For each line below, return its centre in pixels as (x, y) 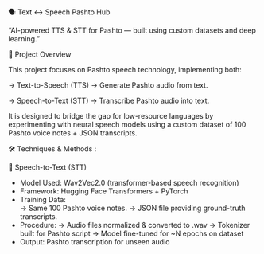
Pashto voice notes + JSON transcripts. (73, 133)
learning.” (24, 39)
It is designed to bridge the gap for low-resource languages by (111, 116)
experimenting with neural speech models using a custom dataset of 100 (127, 124)
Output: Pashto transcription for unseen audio (95, 242)
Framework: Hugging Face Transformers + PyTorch (104, 191)
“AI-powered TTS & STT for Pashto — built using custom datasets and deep (132, 30)
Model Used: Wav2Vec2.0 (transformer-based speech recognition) (130, 183)
